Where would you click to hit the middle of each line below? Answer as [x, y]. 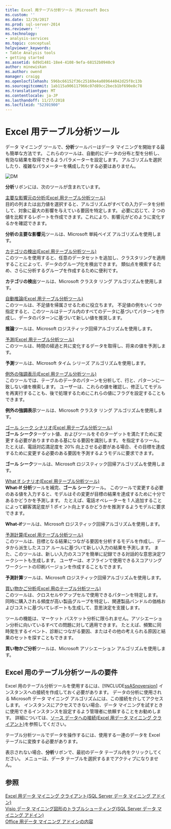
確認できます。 [34, 223]
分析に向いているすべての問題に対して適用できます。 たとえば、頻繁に [83, 625]
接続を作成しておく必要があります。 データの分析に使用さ [97, 692]
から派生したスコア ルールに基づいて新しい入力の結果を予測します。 [81, 548]
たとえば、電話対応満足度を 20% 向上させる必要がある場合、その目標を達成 [85, 447]
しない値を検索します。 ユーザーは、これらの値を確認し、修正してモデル [85, 387]
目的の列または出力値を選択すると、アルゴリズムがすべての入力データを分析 [85, 204]
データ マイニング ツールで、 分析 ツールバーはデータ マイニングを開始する [83, 147]
